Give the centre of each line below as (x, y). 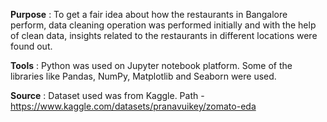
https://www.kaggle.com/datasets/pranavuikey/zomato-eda (133, 106)
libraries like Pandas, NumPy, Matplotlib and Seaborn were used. (143, 76)
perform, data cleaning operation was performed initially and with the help (163, 25)
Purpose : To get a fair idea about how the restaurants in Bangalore (149, 14)
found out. (31, 46)
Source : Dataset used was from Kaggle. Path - (107, 95)
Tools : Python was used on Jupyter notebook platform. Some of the (151, 65)
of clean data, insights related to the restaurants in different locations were (164, 35)
